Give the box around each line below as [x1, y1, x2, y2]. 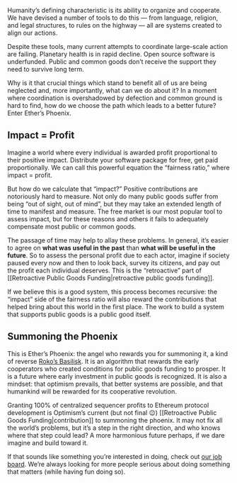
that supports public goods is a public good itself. [7, 310, 151, 318]
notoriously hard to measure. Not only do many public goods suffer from [7, 191, 219, 201]
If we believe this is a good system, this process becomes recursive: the [7, 287, 218, 296]
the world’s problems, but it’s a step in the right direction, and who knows [7, 423, 221, 432]
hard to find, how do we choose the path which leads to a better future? [7, 101, 216, 109]
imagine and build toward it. [7, 438, 88, 447]
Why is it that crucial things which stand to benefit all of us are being [7, 79, 207, 87]
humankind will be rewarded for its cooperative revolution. [7, 387, 177, 396]
